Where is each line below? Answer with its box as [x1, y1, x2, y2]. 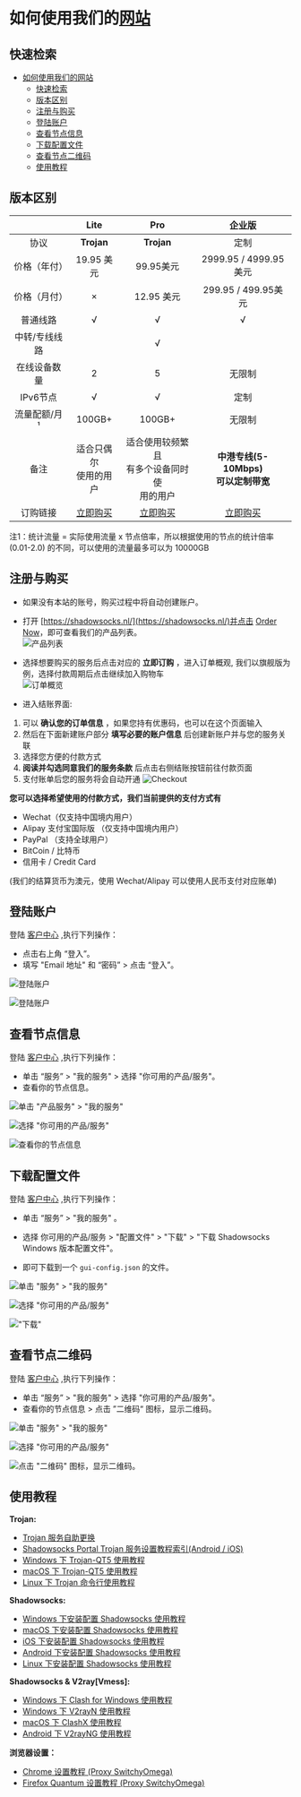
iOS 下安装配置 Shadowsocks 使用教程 [21, 1636, 165, 1647]
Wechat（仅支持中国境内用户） [21, 812, 137, 822]
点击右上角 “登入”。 [21, 949, 96, 959]
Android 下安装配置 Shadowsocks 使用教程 [21, 1647, 181, 1657]
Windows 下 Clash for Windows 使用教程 [21, 1694, 173, 1705]
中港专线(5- [217, 450, 269, 462]
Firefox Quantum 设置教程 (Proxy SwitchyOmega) [21, 1777, 205, 1788]
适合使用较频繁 [125, 435, 190, 448]
